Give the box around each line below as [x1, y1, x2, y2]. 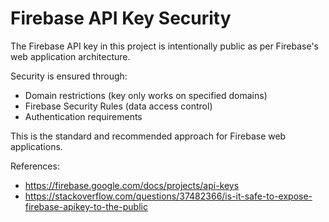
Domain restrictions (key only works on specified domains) [24, 89, 268, 101]
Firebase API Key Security [10, 7, 232, 30]
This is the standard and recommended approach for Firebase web [10, 130, 287, 142]
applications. [10, 140, 63, 152]
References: [10, 160, 60, 172]
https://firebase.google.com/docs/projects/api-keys [24, 179, 240, 191]
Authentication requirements [24, 110, 143, 122]
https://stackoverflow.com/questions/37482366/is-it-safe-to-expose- [24, 190, 313, 202]
